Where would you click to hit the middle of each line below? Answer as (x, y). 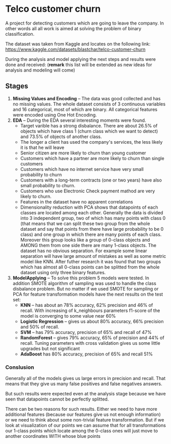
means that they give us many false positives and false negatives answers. (84, 384)
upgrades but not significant (50, 348)
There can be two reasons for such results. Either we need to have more (81, 409)
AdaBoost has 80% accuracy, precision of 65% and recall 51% (87, 354)
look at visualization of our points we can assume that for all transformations (86, 426)
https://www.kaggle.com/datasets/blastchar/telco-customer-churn (76, 49)
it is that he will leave (42, 147)
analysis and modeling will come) (40, 70)
